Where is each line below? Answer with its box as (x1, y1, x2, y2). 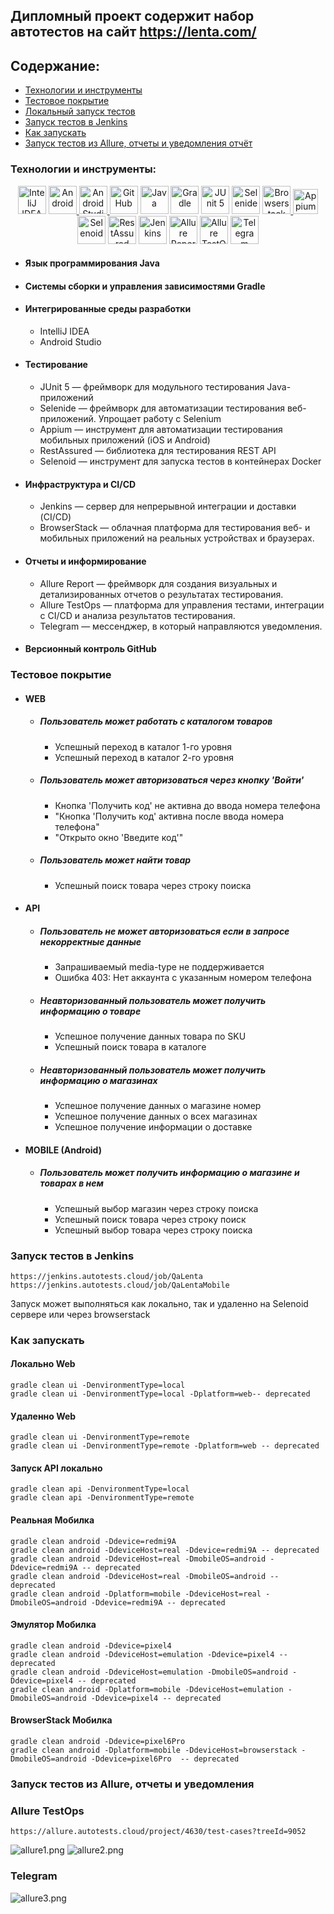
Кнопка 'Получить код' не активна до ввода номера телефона (54, 799, 321, 811)
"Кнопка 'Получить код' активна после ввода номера (54, 810, 285, 822)
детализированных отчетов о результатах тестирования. (39, 588, 284, 600)
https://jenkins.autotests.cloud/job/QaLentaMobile (10, 1280, 230, 1290)
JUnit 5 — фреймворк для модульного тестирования (39, 381, 265, 393)
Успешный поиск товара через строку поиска (54, 879, 252, 891)
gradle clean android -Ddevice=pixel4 (10, 1640, 172, 1651)
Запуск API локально (10, 1462, 103, 1474)
